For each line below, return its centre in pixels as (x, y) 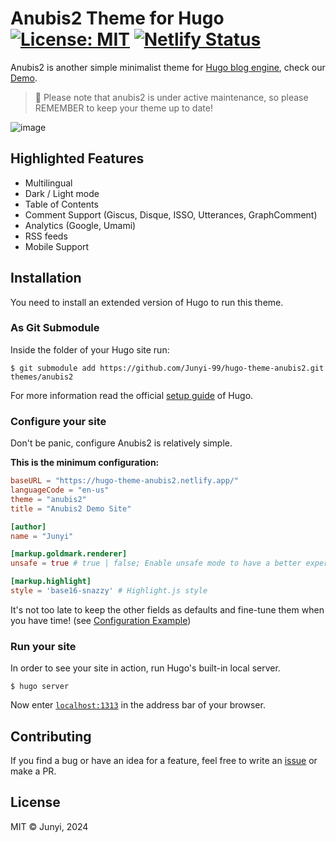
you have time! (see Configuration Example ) (101, 620)
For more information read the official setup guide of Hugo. (132, 395)
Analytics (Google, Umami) (80, 225)
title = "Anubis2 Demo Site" (71, 508)
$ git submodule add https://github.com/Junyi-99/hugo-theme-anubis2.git (167, 368)
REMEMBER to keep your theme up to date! (123, 108)
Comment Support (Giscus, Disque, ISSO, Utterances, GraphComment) (171, 214)
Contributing (51, 736)
